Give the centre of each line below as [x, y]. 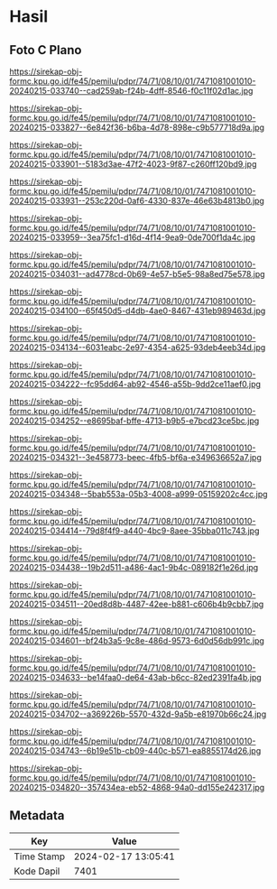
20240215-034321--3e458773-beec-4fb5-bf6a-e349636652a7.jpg [135, 457]
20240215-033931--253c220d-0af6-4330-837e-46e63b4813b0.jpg [137, 201]
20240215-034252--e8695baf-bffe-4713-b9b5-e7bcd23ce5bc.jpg [134, 421]
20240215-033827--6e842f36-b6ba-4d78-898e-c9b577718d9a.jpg [137, 127]
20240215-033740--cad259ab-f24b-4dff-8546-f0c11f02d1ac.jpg [131, 91]
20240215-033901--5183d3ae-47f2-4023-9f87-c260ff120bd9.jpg [133, 164]
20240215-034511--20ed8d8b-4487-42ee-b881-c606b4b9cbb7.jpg [137, 604]
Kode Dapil [37, 871]
